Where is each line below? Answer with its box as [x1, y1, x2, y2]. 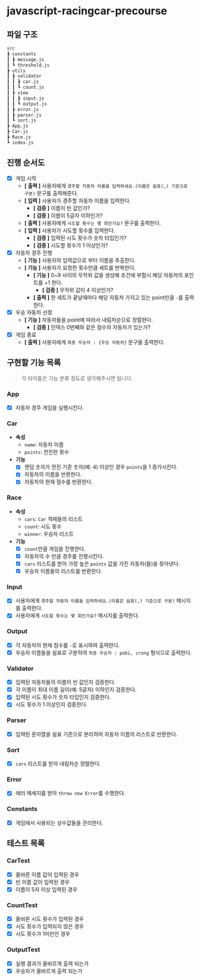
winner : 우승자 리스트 [24, 530, 74, 537]
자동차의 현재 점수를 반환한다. [24, 478, 93, 486]
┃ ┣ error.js [7, 106, 39, 113]
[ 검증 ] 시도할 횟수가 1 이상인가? [33, 241, 108, 248]
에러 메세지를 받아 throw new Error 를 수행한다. [15, 789, 126, 797]
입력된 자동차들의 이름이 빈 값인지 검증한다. [15, 679, 116, 686]
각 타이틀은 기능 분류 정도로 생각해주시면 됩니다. [21, 374, 133, 382]
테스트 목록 [7, 838, 45, 848]
